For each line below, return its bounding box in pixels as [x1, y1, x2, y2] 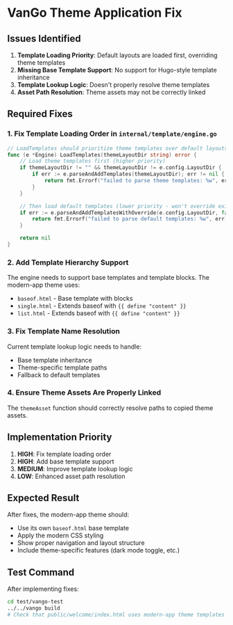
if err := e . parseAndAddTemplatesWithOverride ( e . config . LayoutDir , [19, 209, 218, 216]
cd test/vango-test [7, 599, 64, 606]
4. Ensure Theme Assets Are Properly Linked [7, 388, 162, 397]
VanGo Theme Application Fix [7, 5, 182, 21]
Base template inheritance [17, 356, 92, 364]
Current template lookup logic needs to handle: [7, 342, 142, 351]
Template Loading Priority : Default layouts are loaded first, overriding [17, 51, 218, 59]
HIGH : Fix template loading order [17, 450, 112, 458]
